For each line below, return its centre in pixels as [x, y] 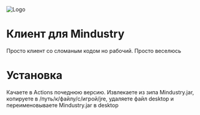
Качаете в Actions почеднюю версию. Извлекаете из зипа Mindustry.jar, [100, 92]
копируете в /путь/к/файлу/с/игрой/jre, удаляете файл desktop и [90, 99]
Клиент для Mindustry [65, 34]
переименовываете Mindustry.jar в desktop [62, 105]
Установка [35, 75]
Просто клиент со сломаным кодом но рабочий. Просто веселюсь [94, 51]
